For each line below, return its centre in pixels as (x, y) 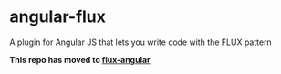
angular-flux (58, 17)
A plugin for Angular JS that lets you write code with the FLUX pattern (140, 42)
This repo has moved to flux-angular (80, 59)
